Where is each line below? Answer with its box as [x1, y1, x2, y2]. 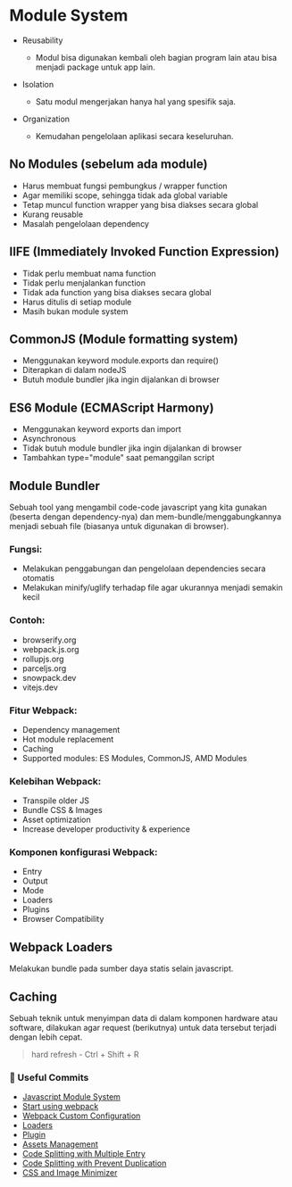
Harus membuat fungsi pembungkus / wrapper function [21, 180, 228, 191]
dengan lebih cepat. [9, 1032, 83, 1042]
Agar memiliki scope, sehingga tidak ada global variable [21, 189, 228, 201]
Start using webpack [21, 1101, 99, 1112]
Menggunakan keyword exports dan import [21, 424, 181, 435]
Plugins [21, 904, 51, 915]
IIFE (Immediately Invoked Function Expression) [9, 245, 279, 260]
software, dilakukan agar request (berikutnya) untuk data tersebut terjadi [9, 1023, 277, 1033]
